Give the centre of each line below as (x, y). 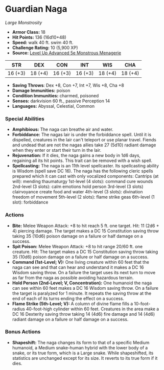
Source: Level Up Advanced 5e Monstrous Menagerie (67, 53)
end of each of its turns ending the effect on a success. (68, 298)
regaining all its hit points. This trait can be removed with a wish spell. (82, 161)
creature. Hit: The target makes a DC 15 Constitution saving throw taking (85, 252)
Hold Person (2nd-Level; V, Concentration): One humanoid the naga (82, 283)
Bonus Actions (23, 332)
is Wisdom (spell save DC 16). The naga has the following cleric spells (82, 171)
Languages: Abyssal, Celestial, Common (53, 106)
